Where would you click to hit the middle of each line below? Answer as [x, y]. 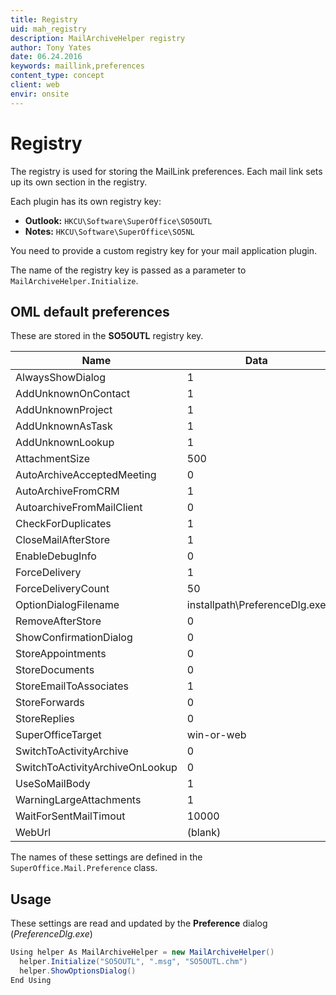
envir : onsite [40, 94]
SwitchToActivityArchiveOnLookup [96, 768]
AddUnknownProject [64, 410]
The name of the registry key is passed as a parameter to [128, 270]
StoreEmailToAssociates [72, 686]
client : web [35, 85]
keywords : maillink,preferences [77, 66]
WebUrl [33, 833]
